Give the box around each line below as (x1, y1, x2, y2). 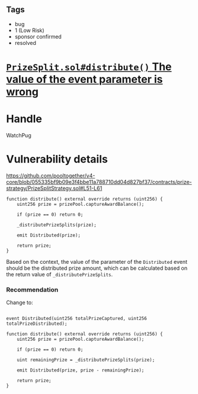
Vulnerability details (6, 153, 108, 166)
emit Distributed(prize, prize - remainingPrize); (17, 367, 145, 373)
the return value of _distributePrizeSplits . (6, 270, 113, 277)
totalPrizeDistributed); (6, 321, 68, 327)
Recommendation (6, 285, 59, 293)
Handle (6, 112, 43, 126)
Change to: (6, 299, 34, 306)
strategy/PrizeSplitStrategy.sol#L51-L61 (6, 185, 103, 192)
